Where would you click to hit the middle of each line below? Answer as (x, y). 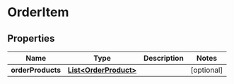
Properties (31, 38)
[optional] (207, 70)
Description (164, 58)
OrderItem (38, 12)
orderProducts (36, 70)
